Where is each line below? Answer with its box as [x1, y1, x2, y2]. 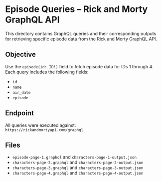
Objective [5, 50, 36, 59]
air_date [12, 90, 31, 95]
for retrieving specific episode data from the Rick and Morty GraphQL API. [5, 36, 158, 42]
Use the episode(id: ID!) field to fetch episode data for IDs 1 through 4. [5, 63, 154, 69]
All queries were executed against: [5, 122, 76, 128]
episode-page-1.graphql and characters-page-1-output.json [12, 154, 137, 160]
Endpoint [5, 109, 34, 118]
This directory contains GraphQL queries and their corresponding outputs [5, 30, 157, 36]
